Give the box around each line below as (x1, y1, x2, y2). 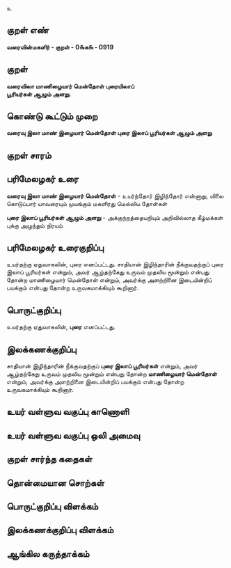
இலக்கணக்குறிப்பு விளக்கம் (6, 524, 114, 536)
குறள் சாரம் (6, 149, 51, 161)
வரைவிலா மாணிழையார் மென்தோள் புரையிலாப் (6, 81, 135, 90)
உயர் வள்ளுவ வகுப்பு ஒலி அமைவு (6, 429, 141, 441)
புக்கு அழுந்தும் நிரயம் (6, 221, 63, 230)
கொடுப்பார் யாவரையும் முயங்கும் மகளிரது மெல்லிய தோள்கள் (6, 199, 168, 207)
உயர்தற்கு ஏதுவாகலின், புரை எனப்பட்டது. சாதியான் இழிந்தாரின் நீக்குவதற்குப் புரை (6, 260, 224, 269)
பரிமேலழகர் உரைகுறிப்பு (6, 242, 104, 254)
